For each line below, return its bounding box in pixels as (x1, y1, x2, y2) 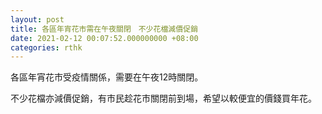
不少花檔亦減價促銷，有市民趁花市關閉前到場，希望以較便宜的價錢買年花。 (10, 92, 317, 105)
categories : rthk (10, 42, 83, 53)
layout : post (10, 14, 65, 25)
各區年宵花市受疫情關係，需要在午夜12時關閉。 (10, 71, 204, 83)
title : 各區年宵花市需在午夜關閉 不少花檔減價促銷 (10, 24, 198, 34)
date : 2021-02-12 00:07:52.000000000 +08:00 (10, 33, 199, 43)
